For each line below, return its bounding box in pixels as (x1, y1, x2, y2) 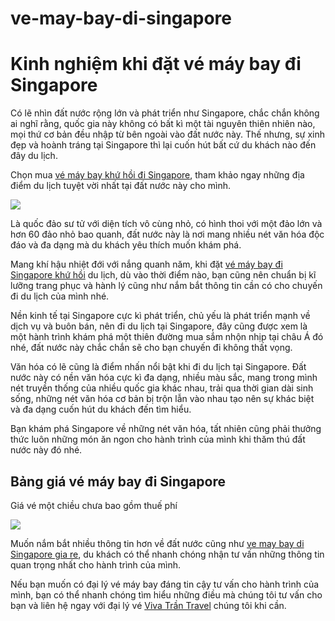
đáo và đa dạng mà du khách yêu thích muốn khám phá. (10, 239, 242, 251)
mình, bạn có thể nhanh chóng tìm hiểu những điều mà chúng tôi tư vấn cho (10, 588, 323, 601)
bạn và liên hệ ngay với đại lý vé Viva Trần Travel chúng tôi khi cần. (10, 599, 287, 611)
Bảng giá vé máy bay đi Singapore (10, 473, 226, 490)
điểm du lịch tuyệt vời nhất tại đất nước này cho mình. (10, 180, 232, 192)
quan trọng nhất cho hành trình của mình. (10, 558, 182, 571)
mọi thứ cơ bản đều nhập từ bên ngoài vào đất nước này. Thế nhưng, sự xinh (10, 128, 326, 141)
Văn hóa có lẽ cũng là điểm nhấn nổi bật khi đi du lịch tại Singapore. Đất (10, 361, 307, 373)
